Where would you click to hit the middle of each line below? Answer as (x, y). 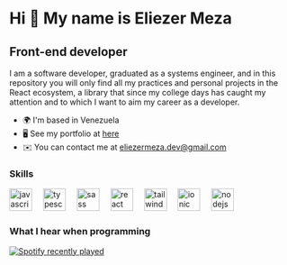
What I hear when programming (80, 232)
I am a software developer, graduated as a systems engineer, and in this (143, 73)
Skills (22, 173)
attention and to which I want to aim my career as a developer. (125, 102)
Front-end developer (68, 52)
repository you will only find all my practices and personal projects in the (144, 83)
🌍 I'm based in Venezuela (71, 120)
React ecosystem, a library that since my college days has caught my (138, 92)
